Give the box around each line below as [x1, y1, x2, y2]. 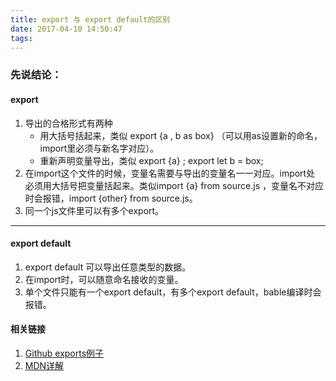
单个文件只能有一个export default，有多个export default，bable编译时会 [24, 286, 322, 298]
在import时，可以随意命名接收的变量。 [24, 273, 184, 285]
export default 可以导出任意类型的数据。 [24, 261, 192, 273]
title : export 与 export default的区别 [10, 14, 171, 25]
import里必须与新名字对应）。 [39, 142, 160, 154]
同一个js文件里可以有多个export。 [24, 204, 165, 216]
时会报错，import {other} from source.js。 [24, 192, 198, 204]
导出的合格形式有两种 [24, 117, 113, 129]
